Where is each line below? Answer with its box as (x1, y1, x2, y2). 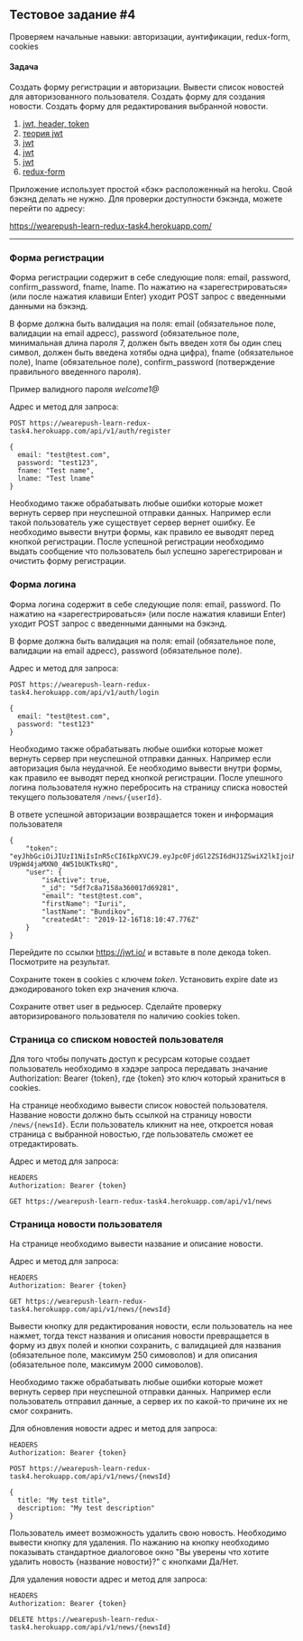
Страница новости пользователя (9, 1217, 162, 1230)
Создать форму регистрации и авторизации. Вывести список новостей (9, 81, 284, 93)
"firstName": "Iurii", (41, 899, 127, 908)
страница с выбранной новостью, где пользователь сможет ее (9, 1129, 254, 1139)
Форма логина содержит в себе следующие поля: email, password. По (9, 598, 281, 609)
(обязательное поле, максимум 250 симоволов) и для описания (9, 1350, 258, 1361)
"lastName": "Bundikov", (41, 907, 135, 916)
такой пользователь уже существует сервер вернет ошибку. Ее (9, 517, 255, 528)
